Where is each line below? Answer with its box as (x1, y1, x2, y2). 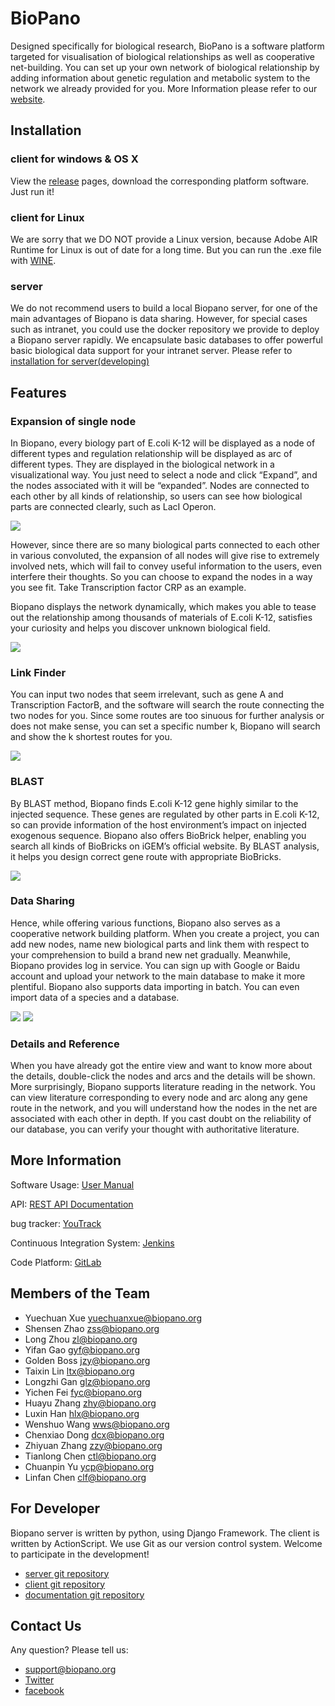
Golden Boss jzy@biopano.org (24, 1354, 151, 1366)
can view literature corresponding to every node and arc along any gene (10, 1092, 308, 1104)
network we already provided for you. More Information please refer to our (10, 82, 318, 94)
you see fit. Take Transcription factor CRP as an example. (10, 581, 247, 593)
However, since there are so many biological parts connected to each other (10, 538, 321, 551)
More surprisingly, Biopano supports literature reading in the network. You (10, 1081, 316, 1093)
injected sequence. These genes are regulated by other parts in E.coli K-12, (10, 808, 320, 820)
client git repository (24, 1578, 106, 1590)
